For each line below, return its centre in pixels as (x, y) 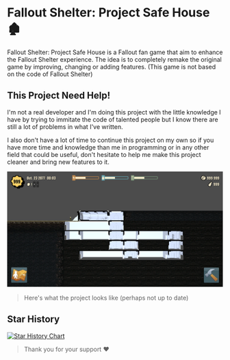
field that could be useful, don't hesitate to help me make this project (104, 154)
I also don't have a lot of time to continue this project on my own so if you (111, 140)
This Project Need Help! (59, 96)
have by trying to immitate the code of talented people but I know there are (113, 119)
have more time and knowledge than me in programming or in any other (108, 147)
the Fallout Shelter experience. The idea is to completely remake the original (115, 59)
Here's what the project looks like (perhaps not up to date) (106, 298)
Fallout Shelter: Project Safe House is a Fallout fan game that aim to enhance (115, 52)
